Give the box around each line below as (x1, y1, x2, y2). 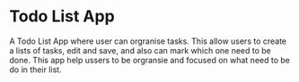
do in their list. (9, 64, 62, 75)
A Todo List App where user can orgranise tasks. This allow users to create (9, 36, 287, 46)
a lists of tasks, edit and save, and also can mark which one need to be (9, 45, 272, 55)
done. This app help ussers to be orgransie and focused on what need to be (9, 54, 290, 65)
